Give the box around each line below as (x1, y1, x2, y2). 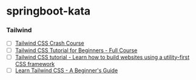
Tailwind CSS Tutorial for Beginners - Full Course (15, 47, 138, 54)
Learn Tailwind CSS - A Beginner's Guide (15, 67, 118, 74)
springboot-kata (6, 4, 91, 18)
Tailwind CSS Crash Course (15, 39, 84, 47)
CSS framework (15, 60, 55, 67)
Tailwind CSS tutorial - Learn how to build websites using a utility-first (15, 53, 190, 61)
